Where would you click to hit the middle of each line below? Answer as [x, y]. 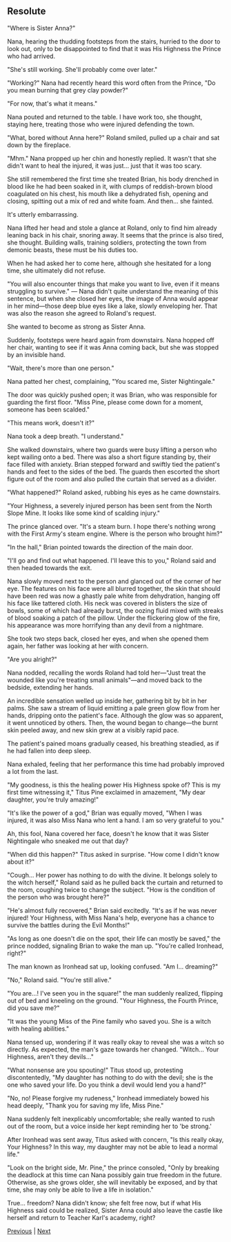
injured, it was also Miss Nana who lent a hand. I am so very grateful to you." [116, 820]
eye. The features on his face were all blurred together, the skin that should [114, 588]
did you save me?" [33, 1008]
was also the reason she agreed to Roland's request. [82, 313]
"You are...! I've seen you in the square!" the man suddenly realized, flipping [115, 993]
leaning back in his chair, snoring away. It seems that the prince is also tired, [115, 235]
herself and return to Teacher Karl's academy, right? [81, 1217]
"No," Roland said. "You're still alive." [60, 980]
